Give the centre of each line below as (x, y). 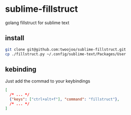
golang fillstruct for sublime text (37, 23)
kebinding (21, 69)
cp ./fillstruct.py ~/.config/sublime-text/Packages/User (65, 54)
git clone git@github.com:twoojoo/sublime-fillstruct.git (65, 49)
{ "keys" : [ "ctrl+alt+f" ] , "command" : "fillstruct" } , (65, 99)
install (15, 38)
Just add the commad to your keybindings (48, 81)
